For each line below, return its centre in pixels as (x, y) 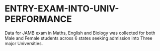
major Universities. (24, 43)
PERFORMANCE (38, 19)
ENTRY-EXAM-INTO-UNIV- (62, 9)
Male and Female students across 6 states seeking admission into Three (79, 38)
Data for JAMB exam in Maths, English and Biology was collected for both (80, 33)
